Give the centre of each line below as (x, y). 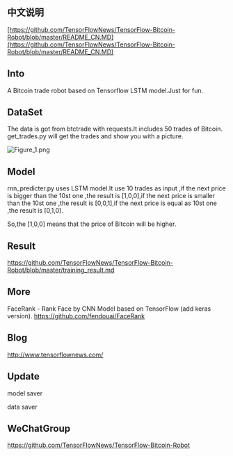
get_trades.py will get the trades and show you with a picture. (95, 136)
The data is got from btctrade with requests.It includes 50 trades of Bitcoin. (115, 129)
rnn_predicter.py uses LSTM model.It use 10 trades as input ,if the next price (116, 188)
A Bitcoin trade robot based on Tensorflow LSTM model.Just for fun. (105, 90)
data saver (22, 407)
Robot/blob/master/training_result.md (61, 270)
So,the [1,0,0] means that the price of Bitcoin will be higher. (92, 224)
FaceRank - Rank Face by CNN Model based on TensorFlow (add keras (109, 309)
